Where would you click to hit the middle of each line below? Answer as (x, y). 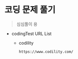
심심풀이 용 (27, 24)
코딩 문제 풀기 (30, 10)
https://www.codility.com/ (46, 52)
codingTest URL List (31, 34)
